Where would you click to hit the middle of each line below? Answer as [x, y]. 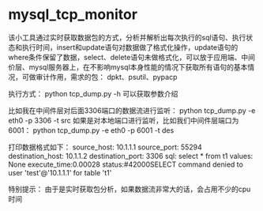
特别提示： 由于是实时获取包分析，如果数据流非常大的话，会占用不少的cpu [130, 189]
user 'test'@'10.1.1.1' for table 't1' [60, 172]
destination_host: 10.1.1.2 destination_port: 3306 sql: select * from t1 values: [131, 156]
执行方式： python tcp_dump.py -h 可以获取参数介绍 [93, 93]
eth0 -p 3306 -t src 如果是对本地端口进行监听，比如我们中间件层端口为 [124, 120]
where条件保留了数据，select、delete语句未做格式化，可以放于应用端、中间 [131, 57]
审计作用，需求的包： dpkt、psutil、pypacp [106, 77]
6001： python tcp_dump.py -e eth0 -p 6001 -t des [91, 130]
